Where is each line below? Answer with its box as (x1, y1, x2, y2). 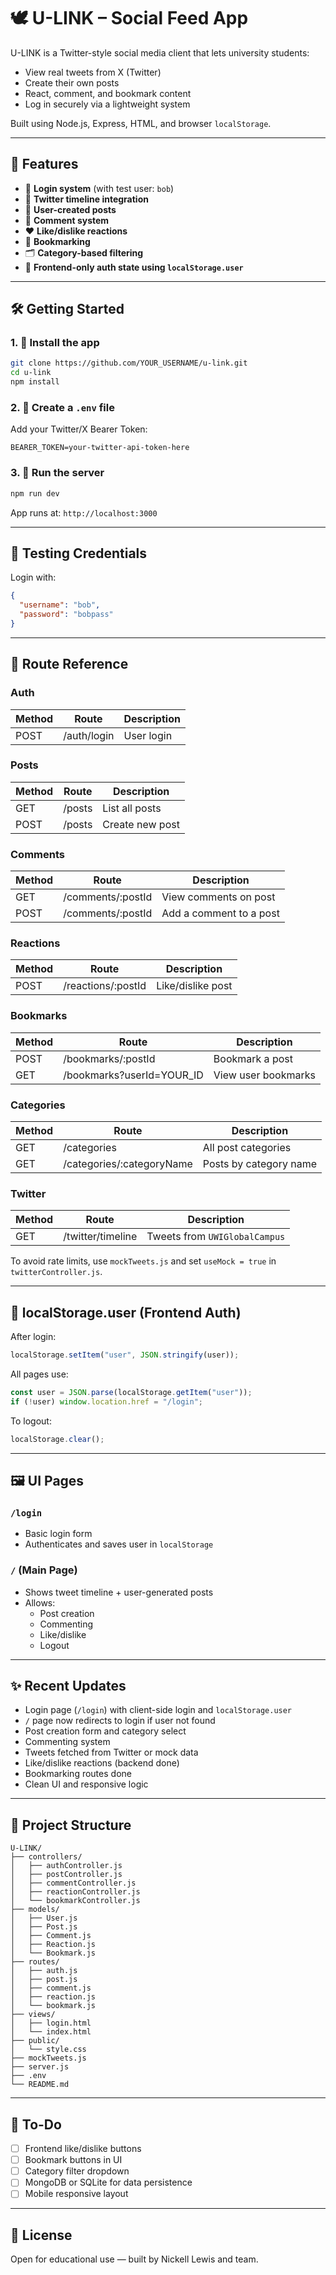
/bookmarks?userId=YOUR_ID (63, 1068, 204, 1082)
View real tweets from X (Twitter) (24, 66, 162, 78)
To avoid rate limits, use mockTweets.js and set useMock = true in (10, 1255, 277, 1267)
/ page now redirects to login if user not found (24, 1715, 216, 1727)
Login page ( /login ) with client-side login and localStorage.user (24, 1704, 293, 1716)
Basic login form (24, 1528, 93, 1540)
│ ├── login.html (10, 2018, 92, 2029)
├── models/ (10, 1905, 60, 1915)
